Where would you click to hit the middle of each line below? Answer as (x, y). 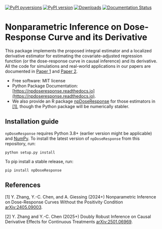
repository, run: (20, 143)
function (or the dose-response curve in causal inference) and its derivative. (81, 61)
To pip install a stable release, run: (39, 161)
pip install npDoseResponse (33, 170)
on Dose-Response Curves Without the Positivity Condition (64, 202)
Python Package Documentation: (45, 86)
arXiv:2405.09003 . (24, 207)
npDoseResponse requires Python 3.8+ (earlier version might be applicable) (79, 133)
